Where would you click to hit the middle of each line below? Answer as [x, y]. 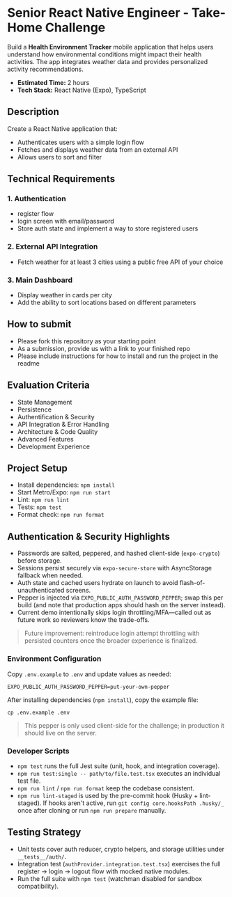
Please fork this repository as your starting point [86, 341]
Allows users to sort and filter [60, 157]
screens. [78, 591]
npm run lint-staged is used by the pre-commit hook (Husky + [108, 795]
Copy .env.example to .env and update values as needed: [90, 674]
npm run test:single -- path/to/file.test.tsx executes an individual [119, 773]
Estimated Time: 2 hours [53, 82]
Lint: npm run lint [43, 500]
